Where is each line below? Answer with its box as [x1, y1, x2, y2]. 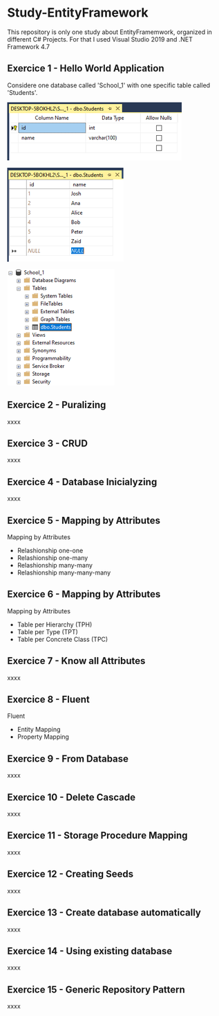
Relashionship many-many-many [17, 568, 111, 577]
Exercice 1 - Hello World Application [7, 62, 164, 74]
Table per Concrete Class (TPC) [17, 635, 108, 643]
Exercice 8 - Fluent [7, 694, 90, 706]
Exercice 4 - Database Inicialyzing [7, 476, 158, 488]
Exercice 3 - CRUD [7, 437, 88, 449]
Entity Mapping [17, 726, 61, 734]
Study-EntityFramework [7, 5, 149, 21]
